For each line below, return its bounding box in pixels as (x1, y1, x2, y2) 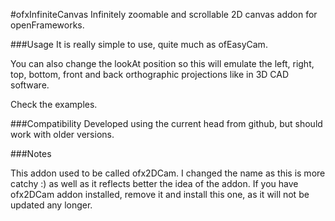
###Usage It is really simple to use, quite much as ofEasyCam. (10, 39, 268, 50)
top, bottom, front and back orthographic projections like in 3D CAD (10, 69, 290, 80)
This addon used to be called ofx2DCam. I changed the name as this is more (10, 167, 326, 179)
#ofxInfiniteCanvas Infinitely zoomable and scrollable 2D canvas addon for (10, 9, 318, 20)
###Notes (10, 148, 52, 159)
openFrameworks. (10, 19, 85, 31)
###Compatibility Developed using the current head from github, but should (10, 118, 323, 129)
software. (10, 79, 50, 91)
